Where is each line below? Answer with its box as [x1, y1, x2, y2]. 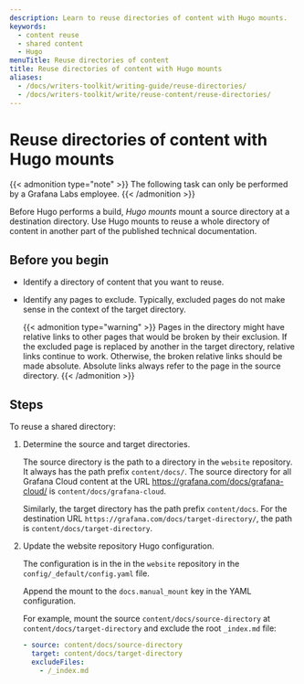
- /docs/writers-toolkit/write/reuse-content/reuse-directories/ [17, 90, 272, 99]
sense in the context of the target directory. [22, 304, 187, 315]
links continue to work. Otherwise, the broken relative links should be [22, 351, 283, 362]
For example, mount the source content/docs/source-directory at [22, 614, 271, 625]
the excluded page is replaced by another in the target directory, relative [22, 341, 295, 352]
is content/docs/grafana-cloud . [48, 486, 167, 497]
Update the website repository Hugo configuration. [22, 540, 215, 551]
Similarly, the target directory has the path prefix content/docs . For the [22, 504, 288, 515]
